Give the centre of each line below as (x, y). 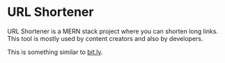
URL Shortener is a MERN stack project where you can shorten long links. (113, 31)
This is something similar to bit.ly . (55, 52)
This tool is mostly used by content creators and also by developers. (105, 38)
